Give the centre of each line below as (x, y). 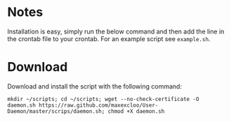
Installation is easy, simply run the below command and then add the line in (116, 31)
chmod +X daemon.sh (136, 111)
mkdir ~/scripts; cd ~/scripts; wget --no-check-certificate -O (103, 99)
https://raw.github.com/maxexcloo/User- (98, 105)
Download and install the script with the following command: (95, 86)
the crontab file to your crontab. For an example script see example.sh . (109, 38)
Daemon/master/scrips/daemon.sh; (56, 111)
